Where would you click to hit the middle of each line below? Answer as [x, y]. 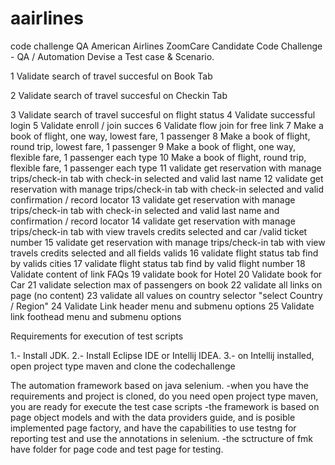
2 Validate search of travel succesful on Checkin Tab [119, 95]
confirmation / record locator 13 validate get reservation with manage [153, 199]
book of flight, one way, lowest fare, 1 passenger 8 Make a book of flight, [160, 136]
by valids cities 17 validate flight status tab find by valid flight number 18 [158, 263]
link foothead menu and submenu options [96, 316]
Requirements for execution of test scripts [97, 336]
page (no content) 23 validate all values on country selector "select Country [166, 295]
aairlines [47, 18]
